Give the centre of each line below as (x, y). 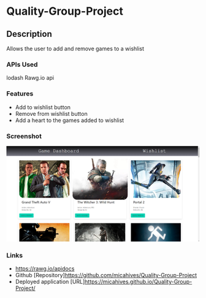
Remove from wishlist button (51, 113)
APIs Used (22, 64)
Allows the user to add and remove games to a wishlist (75, 48)
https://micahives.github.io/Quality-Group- (139, 282)
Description (29, 34)
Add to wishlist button (43, 107)
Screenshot (24, 136)
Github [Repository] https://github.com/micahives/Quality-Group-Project (106, 275)
